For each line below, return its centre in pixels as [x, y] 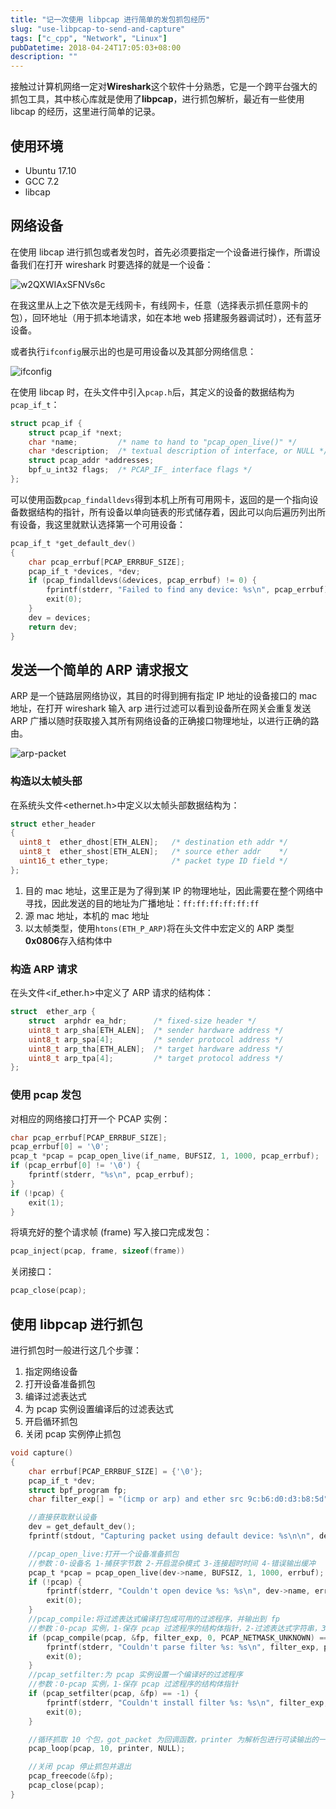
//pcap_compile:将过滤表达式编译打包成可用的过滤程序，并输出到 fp [154, 1619]
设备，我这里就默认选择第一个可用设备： [102, 524]
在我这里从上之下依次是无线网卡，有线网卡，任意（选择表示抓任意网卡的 [159, 305]
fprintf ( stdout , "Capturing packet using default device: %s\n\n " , [171, 1536]
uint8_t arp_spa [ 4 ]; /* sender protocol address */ [156, 1039]
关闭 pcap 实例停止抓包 [73, 1434]
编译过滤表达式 [55, 1397]
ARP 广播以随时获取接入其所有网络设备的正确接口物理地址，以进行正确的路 [165, 721]
